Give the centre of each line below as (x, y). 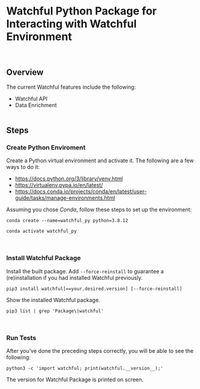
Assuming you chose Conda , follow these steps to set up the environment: (99, 210)
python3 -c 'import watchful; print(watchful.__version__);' (85, 368)
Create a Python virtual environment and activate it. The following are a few (100, 160)
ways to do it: (23, 167)
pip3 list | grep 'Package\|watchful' (55, 311)
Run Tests (21, 338)
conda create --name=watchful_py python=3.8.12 (67, 221)
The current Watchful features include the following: (71, 87)
